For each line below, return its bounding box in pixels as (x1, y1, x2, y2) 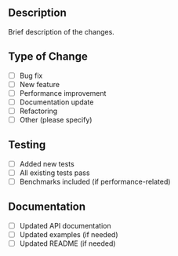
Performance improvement (19, 88, 107, 97)
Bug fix (19, 71, 43, 80)
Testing (8, 138, 46, 152)
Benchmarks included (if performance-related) (19, 177, 171, 186)
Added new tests (19, 159, 74, 168)
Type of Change (8, 50, 88, 64)
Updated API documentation (19, 221, 111, 230)
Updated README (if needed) (19, 239, 116, 248)
